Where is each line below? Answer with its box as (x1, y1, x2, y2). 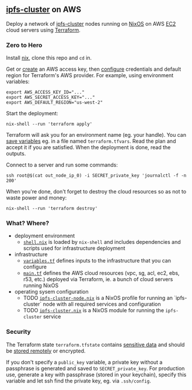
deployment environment (14, 232, 75, 239)
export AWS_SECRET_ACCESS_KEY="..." (6, 95, 95, 101)
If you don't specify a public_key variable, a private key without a (6, 358, 163, 365)
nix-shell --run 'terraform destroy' (6, 206, 98, 212)
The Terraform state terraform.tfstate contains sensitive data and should (6, 341, 185, 348)
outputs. (6, 150, 26, 157)
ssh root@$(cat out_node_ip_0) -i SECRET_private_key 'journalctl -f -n (6, 172, 187, 179)
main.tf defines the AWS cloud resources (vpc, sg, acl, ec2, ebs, (23, 270, 180, 277)
